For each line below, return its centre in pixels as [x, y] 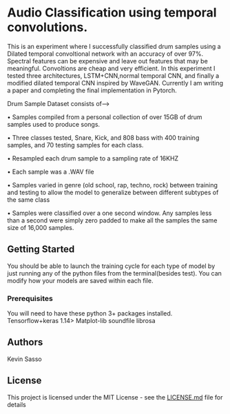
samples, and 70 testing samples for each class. [75, 145]
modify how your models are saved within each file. [80, 280]
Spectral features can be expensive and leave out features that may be [107, 61]
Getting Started [41, 249]
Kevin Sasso [25, 359]
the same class [29, 199]
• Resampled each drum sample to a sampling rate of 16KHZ [93, 158]
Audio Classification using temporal [112, 13]
